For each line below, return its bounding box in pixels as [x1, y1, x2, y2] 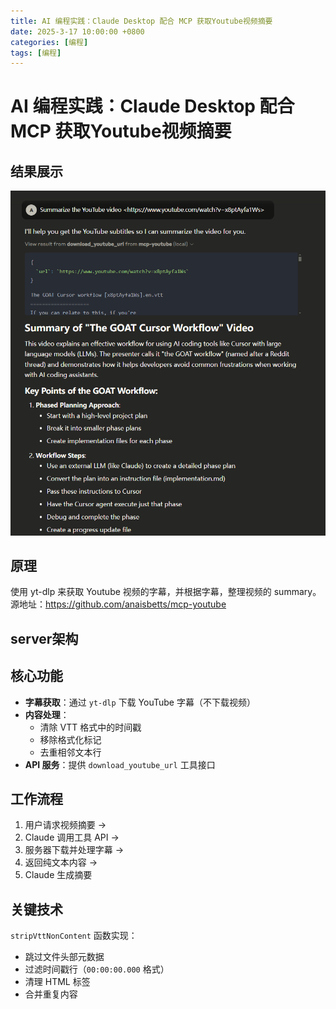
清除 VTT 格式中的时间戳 [39, 721, 142, 733]
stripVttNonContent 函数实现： [10, 930, 138, 942]
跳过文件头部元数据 [24, 951, 105, 963]
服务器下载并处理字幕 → [24, 844, 125, 856]
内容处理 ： [24, 708, 70, 720]
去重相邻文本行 [39, 746, 102, 758]
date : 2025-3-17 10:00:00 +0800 [10, 26, 145, 37]
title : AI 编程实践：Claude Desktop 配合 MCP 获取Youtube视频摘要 [10, 16, 273, 26]
